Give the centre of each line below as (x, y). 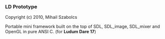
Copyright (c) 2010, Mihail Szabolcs (41, 17)
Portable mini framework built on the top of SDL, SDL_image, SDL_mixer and (82, 26)
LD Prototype (21, 7)
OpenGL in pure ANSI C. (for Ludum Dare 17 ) (50, 32)
